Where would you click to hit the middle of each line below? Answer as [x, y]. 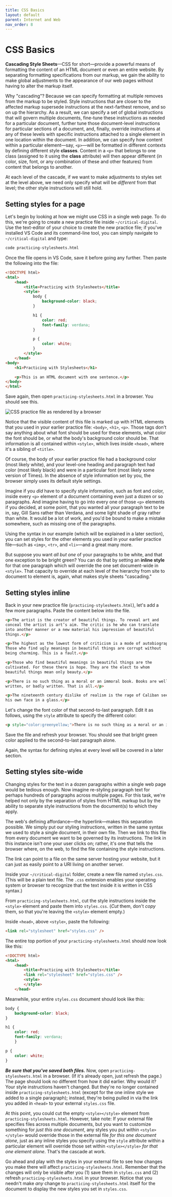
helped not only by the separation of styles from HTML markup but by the [83, 800]
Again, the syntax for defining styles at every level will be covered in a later [84, 750]
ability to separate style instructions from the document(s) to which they [81, 806]
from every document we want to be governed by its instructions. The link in [86, 838]
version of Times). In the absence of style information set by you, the [78, 476]
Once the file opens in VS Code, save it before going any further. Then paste [86, 257]
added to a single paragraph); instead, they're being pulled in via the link [82, 1098]
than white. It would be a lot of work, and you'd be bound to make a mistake [85, 518]
